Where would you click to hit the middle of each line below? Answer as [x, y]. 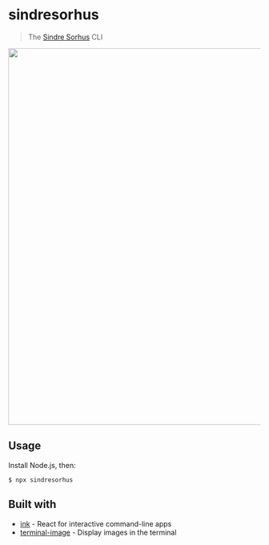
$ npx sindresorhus [41, 480]
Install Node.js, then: [42, 465]
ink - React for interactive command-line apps [96, 523]
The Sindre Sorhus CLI [65, 37]
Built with [32, 505]
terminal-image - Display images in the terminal [98, 532]
